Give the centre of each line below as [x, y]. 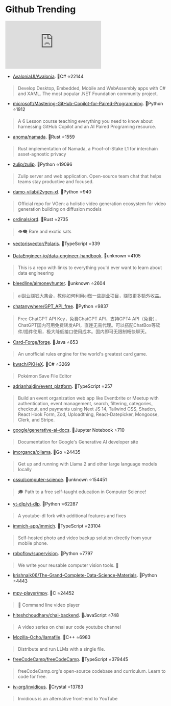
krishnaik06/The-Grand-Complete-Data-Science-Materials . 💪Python [85, 575]
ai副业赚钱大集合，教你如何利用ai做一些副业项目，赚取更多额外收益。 [91, 296]
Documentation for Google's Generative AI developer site [78, 442]
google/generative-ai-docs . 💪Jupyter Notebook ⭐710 [69, 430]
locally [25, 469]
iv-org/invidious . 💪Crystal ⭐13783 [48, 687]
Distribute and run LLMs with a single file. [62, 649]
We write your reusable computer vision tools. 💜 [68, 565]
